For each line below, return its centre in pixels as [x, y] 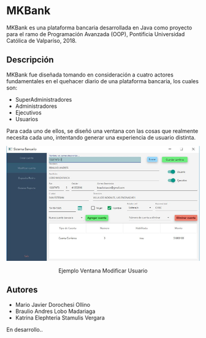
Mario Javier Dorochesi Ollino [53, 304]
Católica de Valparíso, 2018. [42, 40]
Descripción [30, 60]
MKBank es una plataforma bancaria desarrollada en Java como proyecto [99, 28]
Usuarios [27, 119]
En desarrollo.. [25, 329]
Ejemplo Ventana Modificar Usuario [103, 271]
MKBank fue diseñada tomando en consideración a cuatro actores [90, 75]
